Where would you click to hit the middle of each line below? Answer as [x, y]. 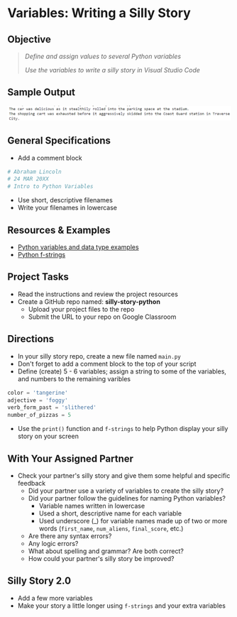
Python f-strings [42, 255]
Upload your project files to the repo [81, 309]
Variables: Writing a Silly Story [99, 13]
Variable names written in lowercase [92, 506]
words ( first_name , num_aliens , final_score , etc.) [111, 528]
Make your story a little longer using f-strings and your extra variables [121, 606]
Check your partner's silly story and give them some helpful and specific [124, 475]
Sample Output [42, 93]
